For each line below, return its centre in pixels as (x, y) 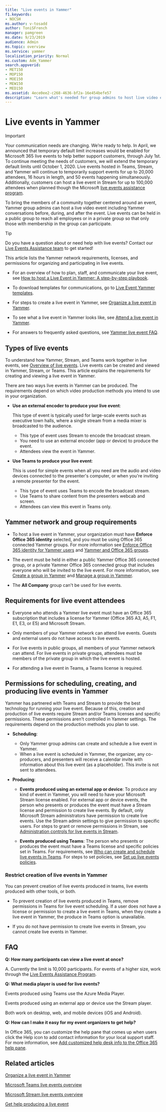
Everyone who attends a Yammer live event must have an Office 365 (82, 613)
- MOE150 (14, 79)
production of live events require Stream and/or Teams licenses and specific (83, 714)
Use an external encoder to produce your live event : (66, 406)
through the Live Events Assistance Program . (51, 974)
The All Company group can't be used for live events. (67, 585)
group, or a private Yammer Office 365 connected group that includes (83, 565)
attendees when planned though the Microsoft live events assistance (75, 188)
